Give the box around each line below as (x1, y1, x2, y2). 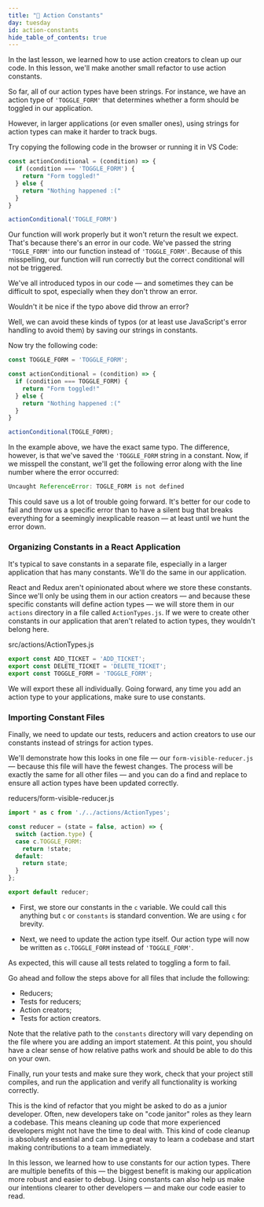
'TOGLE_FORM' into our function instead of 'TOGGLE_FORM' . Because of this (8, 247, 242, 256)
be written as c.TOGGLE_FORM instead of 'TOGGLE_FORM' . (19, 942, 194, 952)
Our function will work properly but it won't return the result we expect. (8, 229, 238, 240)
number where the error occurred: (8, 468, 119, 477)
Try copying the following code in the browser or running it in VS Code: (8, 142, 238, 152)
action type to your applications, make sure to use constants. (8, 692, 206, 702)
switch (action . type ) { (15, 830, 93, 838)
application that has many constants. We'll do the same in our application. (8, 567, 247, 578)
